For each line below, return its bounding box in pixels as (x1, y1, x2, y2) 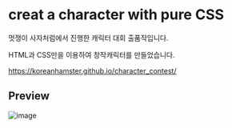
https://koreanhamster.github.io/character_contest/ (8, 66, 177, 75)
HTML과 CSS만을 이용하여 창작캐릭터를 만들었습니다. (8, 50, 175, 59)
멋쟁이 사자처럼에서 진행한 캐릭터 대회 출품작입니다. (8, 33, 169, 42)
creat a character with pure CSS (8, 6, 225, 24)
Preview (8, 90, 50, 103)
